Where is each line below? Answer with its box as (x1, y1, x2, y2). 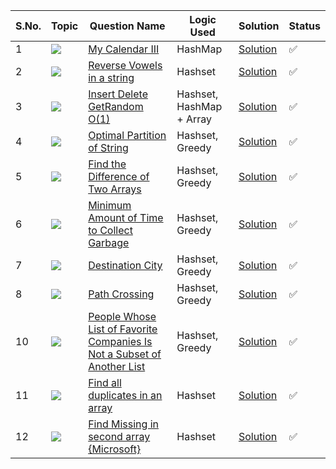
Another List (88, 360, 146, 373)
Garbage (88, 236, 130, 249)
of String (88, 141, 129, 154)
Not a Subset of (88, 347, 162, 361)
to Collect (88, 224, 133, 237)
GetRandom (88, 100, 144, 113)
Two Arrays (88, 182, 142, 196)
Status (288, 19, 321, 33)
